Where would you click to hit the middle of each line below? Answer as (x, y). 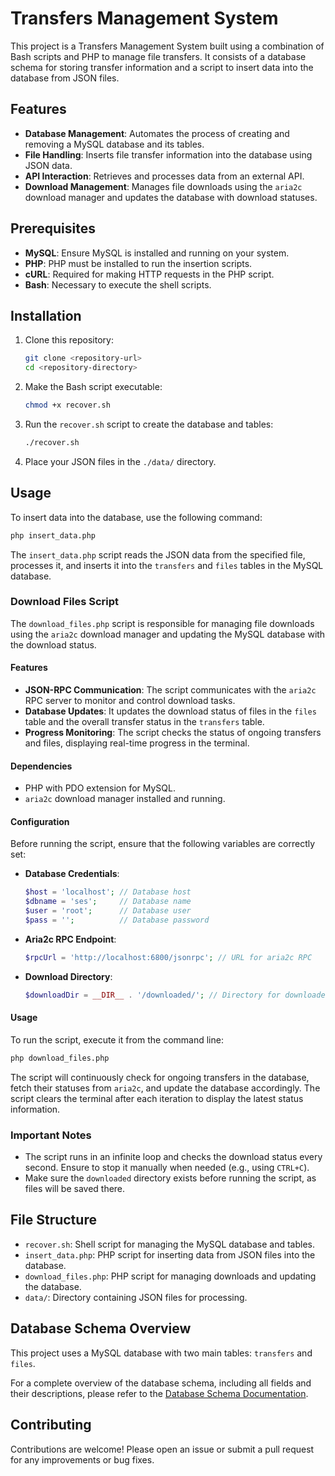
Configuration (40, 821)
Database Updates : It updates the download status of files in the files (170, 711)
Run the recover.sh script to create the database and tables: (149, 424)
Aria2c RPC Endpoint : (70, 939)
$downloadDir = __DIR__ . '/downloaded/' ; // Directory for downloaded (177, 995)
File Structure (53, 1220)
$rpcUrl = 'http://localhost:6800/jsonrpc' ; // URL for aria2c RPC (168, 957)
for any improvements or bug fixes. (82, 1459)
